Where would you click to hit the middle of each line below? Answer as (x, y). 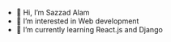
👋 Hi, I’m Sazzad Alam (53, 13)
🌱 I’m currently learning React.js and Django (90, 29)
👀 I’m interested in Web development (77, 21)
